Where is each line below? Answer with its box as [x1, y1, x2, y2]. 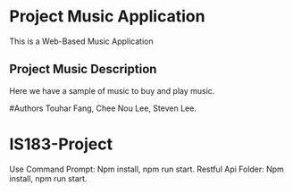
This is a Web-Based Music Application [9, 36, 154, 46]
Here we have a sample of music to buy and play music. [9, 85, 215, 96]
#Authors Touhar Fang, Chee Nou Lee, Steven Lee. [9, 103, 197, 113]
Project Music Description [9, 62, 157, 77]
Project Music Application [9, 6, 205, 27]
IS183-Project [9, 134, 113, 154]
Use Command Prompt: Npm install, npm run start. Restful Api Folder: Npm [9, 164, 284, 174]
